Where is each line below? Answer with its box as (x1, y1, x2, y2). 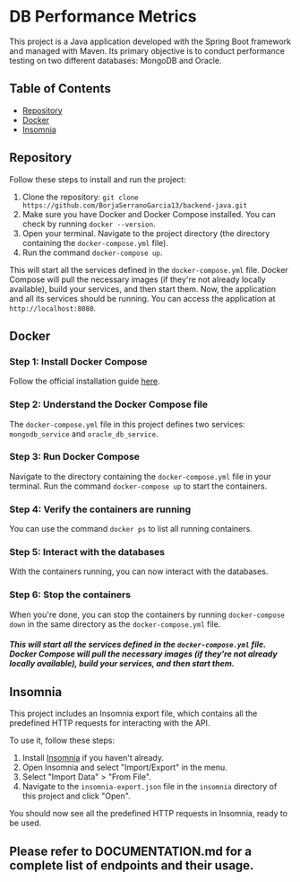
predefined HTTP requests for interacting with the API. (9, 718, 210, 728)
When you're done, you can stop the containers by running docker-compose (9, 609, 285, 620)
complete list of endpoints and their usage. (9, 858, 254, 873)
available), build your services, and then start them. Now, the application (9, 283, 276, 294)
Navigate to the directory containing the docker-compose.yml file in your (9, 471, 271, 481)
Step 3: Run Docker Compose (9, 451, 141, 463)
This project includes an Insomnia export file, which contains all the (9, 708, 258, 719)
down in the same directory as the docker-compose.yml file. (9, 618, 221, 630)
